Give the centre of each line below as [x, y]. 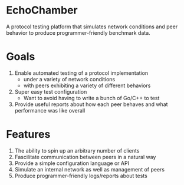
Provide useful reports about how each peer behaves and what [91, 104]
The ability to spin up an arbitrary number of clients [77, 150]
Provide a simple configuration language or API [72, 163]
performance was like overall [50, 110]
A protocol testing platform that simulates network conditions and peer [92, 27]
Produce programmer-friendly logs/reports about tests [81, 176]
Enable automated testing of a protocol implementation [81, 73]
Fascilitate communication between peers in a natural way [85, 157]
